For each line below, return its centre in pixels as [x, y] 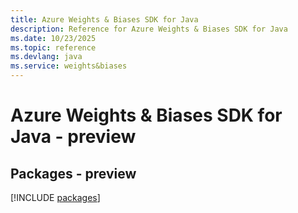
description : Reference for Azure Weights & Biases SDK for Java [149, 29]
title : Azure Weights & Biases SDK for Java [104, 19]
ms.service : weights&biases [69, 66]
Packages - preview [73, 173]
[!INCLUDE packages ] [55, 197]
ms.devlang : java [46, 57]
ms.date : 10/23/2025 [53, 38]
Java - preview [73, 137]
